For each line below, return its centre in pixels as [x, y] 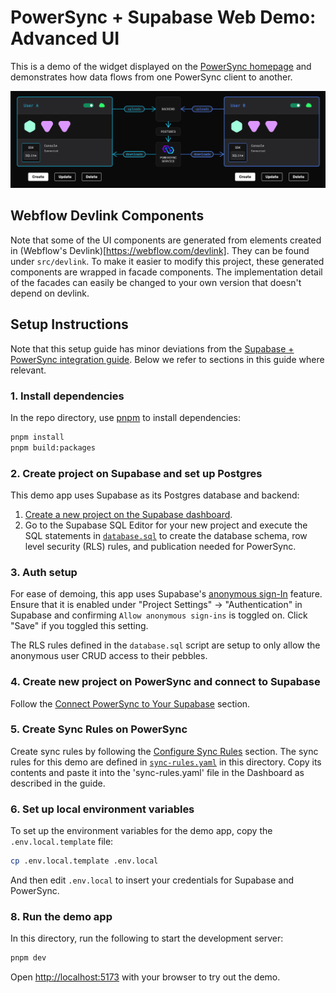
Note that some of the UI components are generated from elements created [166, 240]
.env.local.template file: [62, 842]
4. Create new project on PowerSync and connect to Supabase [165, 682]
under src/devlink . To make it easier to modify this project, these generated [167, 261]
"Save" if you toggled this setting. [79, 626]
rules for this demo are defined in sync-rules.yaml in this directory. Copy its [166, 762]
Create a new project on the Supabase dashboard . [128, 514]
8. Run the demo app [61, 916]
